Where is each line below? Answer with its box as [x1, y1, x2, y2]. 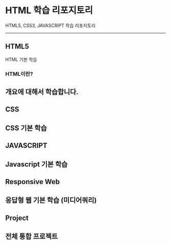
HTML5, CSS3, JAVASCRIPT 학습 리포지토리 [5, 22, 96, 28]
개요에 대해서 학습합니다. [5, 87, 79, 97]
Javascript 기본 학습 [5, 160, 68, 168]
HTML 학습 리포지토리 [5, 5, 93, 16]
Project [5, 213, 29, 222]
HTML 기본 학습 [5, 56, 37, 63]
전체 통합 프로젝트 [5, 232, 58, 241]
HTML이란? [5, 70, 33, 77]
